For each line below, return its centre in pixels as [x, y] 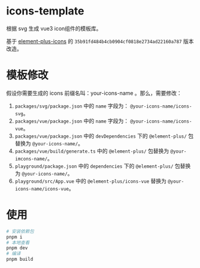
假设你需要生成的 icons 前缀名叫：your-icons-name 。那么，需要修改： [94, 93]
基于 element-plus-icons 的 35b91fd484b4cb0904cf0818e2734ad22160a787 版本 [100, 41]
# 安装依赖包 [20, 231]
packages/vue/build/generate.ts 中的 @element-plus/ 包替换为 [92, 151]
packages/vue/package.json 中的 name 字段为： [72, 121]
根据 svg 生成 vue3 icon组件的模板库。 [54, 28]
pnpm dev [17, 248]
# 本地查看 [18, 242]
